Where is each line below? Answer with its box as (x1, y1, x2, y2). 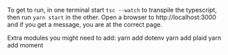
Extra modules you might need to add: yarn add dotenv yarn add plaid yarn (7, 34, 222, 42)
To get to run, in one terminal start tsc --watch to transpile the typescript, (7, 6, 217, 14)
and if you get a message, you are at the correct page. (7, 21, 163, 28)
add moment (7, 41, 44, 49)
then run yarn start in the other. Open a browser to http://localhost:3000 (7, 13, 217, 21)
